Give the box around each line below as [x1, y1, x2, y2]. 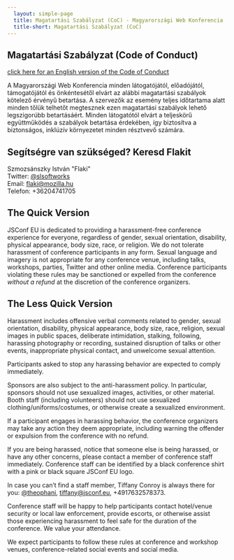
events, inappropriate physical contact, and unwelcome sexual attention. [7, 346, 216, 354]
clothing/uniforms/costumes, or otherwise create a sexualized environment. [7, 403, 226, 411]
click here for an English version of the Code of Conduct [7, 68, 170, 76]
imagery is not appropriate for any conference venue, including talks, [7, 255, 206, 264]
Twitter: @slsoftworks [7, 172, 71, 180]
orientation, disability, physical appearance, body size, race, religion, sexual [7, 324, 226, 332]
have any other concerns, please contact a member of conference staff [7, 452, 213, 461]
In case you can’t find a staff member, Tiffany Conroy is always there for [7, 480, 215, 489]
